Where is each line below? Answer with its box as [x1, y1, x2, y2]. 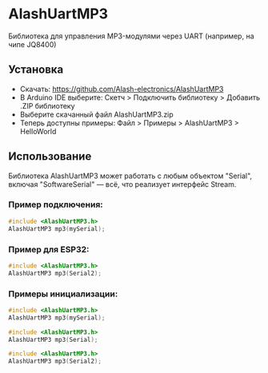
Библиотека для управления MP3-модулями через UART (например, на [8, 31, 254, 41]
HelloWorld [19, 126, 57, 136]
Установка [8, 63, 64, 77]
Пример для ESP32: [8, 244, 90, 255]
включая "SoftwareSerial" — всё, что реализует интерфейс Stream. [8, 179, 237, 188]
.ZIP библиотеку [19, 101, 75, 110]
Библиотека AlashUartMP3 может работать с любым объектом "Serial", [8, 171, 253, 181]
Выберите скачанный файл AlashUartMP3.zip [19, 109, 174, 119]
